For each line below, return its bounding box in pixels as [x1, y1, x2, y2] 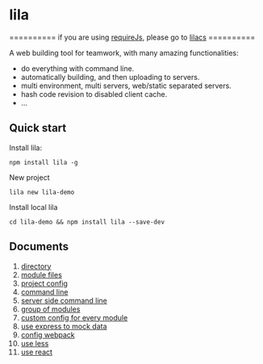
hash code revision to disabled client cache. [20, 89, 168, 98]
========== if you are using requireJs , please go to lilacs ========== [9, 32, 256, 42]
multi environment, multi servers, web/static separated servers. [20, 81, 232, 90]
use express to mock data [20, 321, 107, 331]
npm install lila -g [9, 158, 79, 166]
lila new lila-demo [9, 188, 75, 196]
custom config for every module [20, 312, 128, 322]
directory [20, 261, 52, 271]
